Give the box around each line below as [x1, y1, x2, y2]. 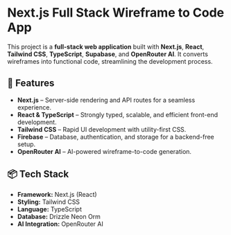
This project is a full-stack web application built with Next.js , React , [7, 42, 205, 51]
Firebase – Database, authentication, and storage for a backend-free [17, 132, 215, 141]
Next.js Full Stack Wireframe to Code [7, 5, 224, 21]
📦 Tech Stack [7, 168, 69, 180]
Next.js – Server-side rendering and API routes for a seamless [17, 96, 196, 104]
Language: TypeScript [17, 204, 82, 213]
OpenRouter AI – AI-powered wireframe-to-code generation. [17, 147, 192, 155]
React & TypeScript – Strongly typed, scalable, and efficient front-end [17, 110, 219, 119]
